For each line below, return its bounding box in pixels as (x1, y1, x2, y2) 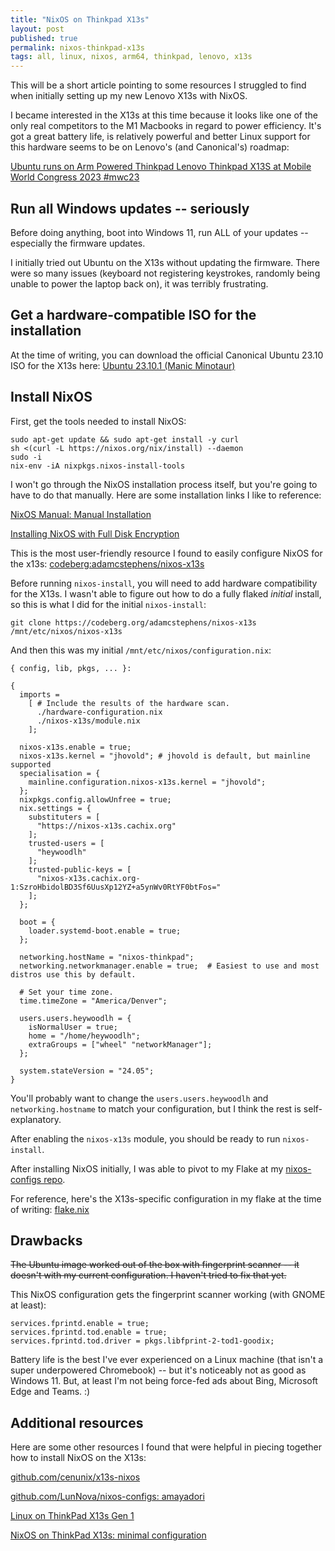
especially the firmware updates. (10, 237, 146, 249)
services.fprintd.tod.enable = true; (10, 1327, 168, 1338)
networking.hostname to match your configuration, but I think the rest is (10, 1102, 302, 1115)
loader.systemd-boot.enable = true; (28, 926, 182, 936)
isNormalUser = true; (28, 1022, 118, 1032)
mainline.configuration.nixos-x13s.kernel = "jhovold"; (28, 777, 267, 787)
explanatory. (10, 1113, 62, 1125)
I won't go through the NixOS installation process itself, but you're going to (10, 478, 318, 490)
